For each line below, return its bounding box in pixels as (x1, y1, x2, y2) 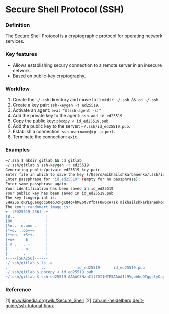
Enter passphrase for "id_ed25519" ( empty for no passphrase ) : (5, 177, 141, 182)
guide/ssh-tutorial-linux (5, 303, 54, 309)
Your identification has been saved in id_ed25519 (5, 186, 114, 191)
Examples (5, 146, 30, 153)
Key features (5, 51, 38, 58)
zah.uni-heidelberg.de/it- (92, 297, 144, 304)
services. (5, 38, 24, 44)
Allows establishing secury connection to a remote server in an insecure (12, 62, 162, 68)
